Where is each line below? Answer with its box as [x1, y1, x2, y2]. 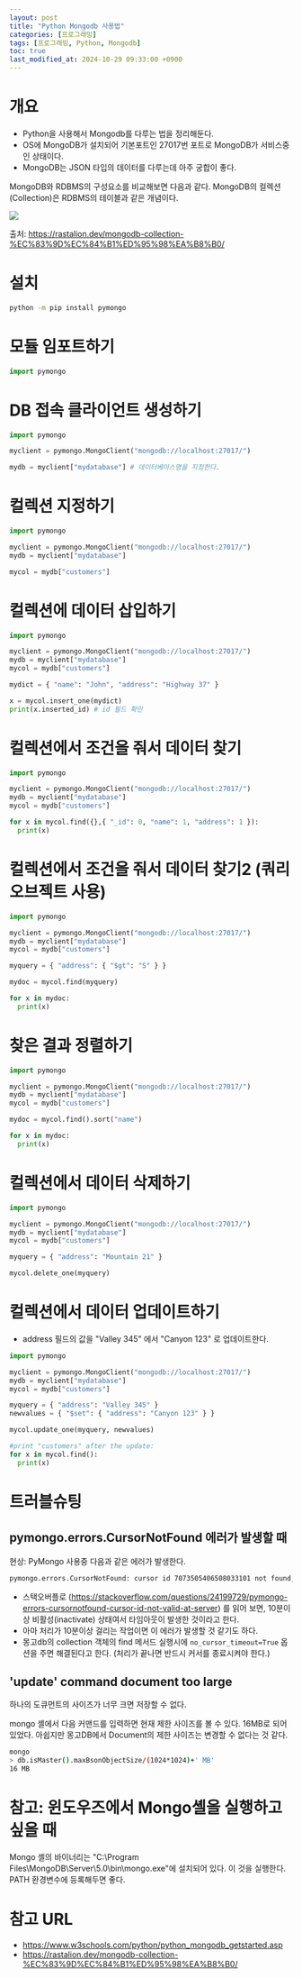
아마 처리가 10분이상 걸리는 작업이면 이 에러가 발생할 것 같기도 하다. [22, 1625, 259, 1636]
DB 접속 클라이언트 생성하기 [9, 400, 202, 420]
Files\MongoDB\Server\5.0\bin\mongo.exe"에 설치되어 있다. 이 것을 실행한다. [9, 1863, 286, 1873]
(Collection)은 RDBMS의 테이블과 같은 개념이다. [9, 192, 179, 203]
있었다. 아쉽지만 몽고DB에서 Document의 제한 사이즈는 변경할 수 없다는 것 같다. [9, 1729, 289, 1740]
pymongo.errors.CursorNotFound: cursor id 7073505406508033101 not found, [9, 1573, 296, 1582]
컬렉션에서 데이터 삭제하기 [9, 1173, 191, 1193]
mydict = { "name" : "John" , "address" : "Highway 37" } [9, 680, 219, 689]
